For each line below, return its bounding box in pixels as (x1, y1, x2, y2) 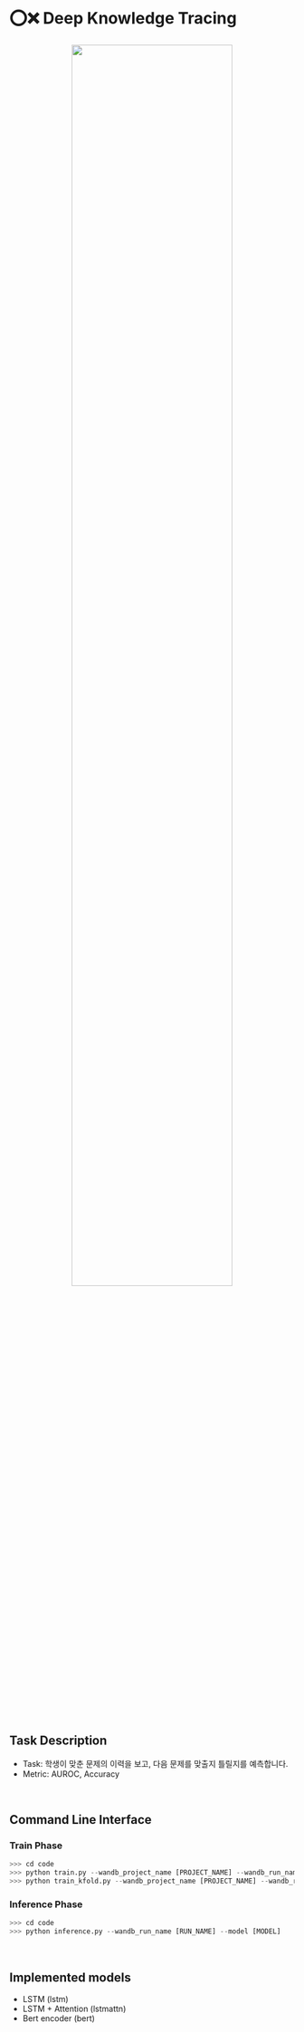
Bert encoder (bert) (22, 2012, 95, 2024)
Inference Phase (9, 1898, 83, 1911)
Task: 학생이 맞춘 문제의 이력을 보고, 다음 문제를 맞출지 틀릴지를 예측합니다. (22, 1758, 289, 1769)
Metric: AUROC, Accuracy (22, 1768, 120, 1779)
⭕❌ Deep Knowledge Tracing (9, 8, 237, 29)
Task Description (9, 1733, 108, 1749)
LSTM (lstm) (22, 1993, 70, 2004)
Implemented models (9, 1970, 131, 1985)
